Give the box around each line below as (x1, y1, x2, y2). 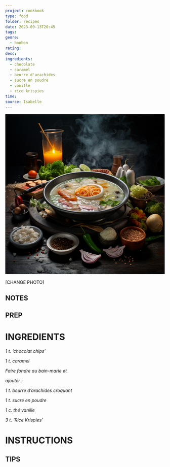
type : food (5, 13, 28, 19)
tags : (5, 29, 17, 35)
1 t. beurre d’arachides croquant (5, 387, 72, 393)
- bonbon (10, 41, 28, 46)
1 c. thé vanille (5, 407, 35, 413)
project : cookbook (5, 8, 44, 13)
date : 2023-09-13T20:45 (5, 24, 56, 29)
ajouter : (5, 378, 23, 384)
